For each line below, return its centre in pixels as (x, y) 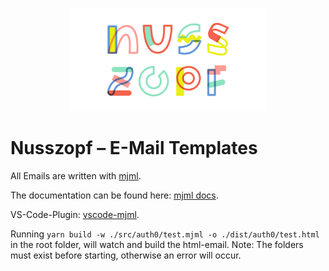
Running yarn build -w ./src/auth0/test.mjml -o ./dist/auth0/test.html (165, 234)
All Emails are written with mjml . (76, 175)
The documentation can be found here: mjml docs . (114, 195)
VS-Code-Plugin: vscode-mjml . (75, 214)
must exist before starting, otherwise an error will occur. (126, 255)
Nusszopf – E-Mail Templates (134, 148)
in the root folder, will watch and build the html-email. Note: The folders (157, 244)
